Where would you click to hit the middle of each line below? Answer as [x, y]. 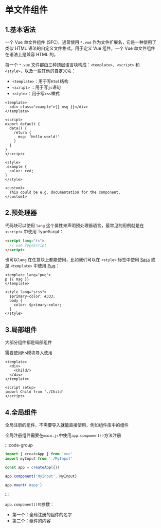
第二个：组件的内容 [31, 521]
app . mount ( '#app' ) [24, 485]
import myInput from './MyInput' [39, 458]
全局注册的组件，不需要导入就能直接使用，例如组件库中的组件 [67, 425]
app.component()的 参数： [30, 504]
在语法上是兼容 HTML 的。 [32, 54]
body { [16, 301]
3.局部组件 [21, 330]
